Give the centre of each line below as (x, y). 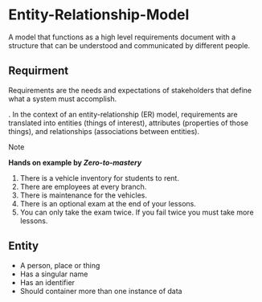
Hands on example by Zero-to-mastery (75, 162)
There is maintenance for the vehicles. (83, 195)
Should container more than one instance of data (101, 291)
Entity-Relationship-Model (99, 15)
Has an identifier (47, 282)
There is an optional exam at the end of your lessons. (108, 203)
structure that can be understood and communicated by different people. (129, 45)
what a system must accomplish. (63, 99)
